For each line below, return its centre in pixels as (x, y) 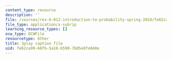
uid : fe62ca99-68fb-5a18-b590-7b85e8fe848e (52, 48)
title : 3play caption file (34, 44)
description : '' (23, 15)
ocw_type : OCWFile (25, 34)
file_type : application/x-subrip (41, 24)
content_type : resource (31, 10)
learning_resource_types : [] (36, 29)
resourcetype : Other (27, 39)
